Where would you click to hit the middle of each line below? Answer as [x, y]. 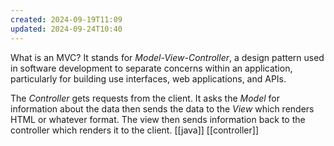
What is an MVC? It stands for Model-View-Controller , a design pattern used [167, 57]
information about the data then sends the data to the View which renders [162, 108]
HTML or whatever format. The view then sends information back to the [158, 119]
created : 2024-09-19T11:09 [66, 19]
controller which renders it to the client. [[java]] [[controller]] [135, 130]
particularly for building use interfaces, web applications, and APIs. [148, 78]
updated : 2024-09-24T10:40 [66, 29]
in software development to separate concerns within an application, [151, 68]
